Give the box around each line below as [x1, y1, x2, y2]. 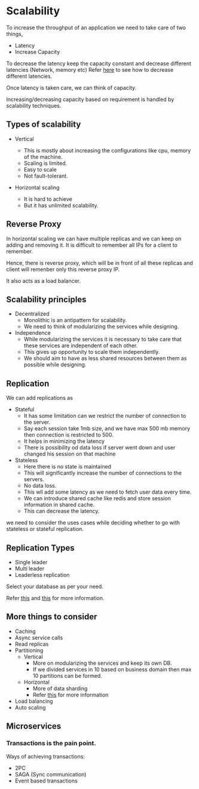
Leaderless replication [14, 571, 70, 578]
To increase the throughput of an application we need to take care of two [6, 24, 186, 31]
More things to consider [6, 611, 97, 622]
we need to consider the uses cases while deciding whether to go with [6, 519, 180, 527]
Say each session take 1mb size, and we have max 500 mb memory [23, 425, 191, 432]
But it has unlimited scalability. [23, 201, 99, 209]
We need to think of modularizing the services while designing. [23, 323, 179, 330]
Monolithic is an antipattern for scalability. [23, 317, 127, 324]
